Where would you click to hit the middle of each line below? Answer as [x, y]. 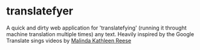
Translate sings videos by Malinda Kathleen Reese [69, 40]
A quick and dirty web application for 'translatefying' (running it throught [96, 28]
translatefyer [40, 11]
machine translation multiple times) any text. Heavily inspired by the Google [100, 34]
